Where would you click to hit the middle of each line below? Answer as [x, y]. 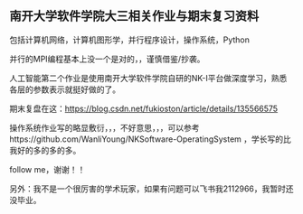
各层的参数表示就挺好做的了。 [65, 89]
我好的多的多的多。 [45, 150]
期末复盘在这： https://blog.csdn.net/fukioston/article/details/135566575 [144, 108]
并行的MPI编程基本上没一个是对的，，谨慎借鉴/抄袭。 [107, 59]
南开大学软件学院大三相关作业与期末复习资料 [134, 16]
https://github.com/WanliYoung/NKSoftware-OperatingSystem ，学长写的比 [151, 139]
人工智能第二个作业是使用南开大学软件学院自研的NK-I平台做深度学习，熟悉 [148, 78]
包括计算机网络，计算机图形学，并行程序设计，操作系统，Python [130, 40]
